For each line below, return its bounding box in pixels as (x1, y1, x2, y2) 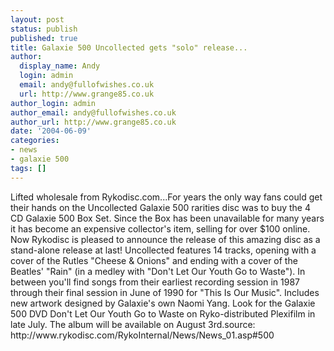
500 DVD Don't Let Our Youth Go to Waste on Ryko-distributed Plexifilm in (10, 307, 316, 320)
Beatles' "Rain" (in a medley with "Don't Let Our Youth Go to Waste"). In (10, 265, 306, 277)
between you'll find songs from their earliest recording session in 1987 (10, 276, 300, 288)
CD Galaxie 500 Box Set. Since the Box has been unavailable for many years (10, 212, 325, 224)
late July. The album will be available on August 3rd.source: (10, 318, 256, 330)
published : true (10, 33, 78, 43)
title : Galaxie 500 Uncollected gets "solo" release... (10, 42, 248, 53)
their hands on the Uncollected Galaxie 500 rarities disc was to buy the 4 (10, 201, 311, 213)
